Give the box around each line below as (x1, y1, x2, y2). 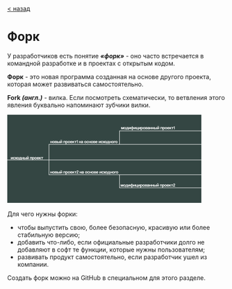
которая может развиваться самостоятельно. (7, 80, 144, 88)
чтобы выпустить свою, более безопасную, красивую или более (17, 223, 210, 231)
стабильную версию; (17, 231, 81, 239)
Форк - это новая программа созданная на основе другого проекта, (7, 72, 212, 81)
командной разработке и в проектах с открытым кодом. (7, 59, 176, 67)
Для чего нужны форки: (7, 210, 78, 218)
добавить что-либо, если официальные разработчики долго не (17, 238, 205, 246)
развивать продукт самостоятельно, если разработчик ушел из (17, 252, 208, 261)
